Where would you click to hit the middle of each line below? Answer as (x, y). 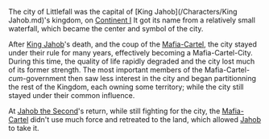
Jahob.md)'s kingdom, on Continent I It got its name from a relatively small (132, 20)
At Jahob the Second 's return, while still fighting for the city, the (114, 111)
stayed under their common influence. (72, 95)
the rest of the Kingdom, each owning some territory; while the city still (126, 87)
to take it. (24, 128)
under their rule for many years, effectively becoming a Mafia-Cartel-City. (131, 53)
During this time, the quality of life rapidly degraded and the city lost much (132, 61)
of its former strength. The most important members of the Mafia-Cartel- (129, 70)
